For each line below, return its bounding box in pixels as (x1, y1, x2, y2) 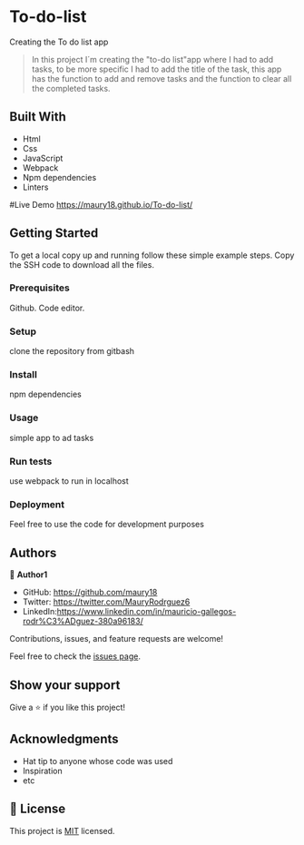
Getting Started (9, 225, 99, 241)
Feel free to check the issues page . (9, 651, 141, 662)
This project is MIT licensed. (9, 825, 115, 836)
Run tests (9, 455, 53, 467)
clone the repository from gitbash (9, 346, 134, 357)
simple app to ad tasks (9, 432, 94, 443)
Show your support (9, 677, 121, 693)
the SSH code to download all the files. (9, 259, 154, 270)
